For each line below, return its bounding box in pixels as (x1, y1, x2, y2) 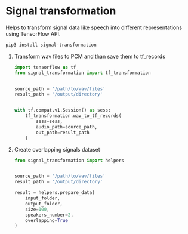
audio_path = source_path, (36, 124, 98, 130)
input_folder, (25, 195, 60, 201)
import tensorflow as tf (14, 64, 76, 70)
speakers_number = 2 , (25, 212, 74, 218)
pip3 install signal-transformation (5, 42, 97, 48)
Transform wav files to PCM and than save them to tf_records (14, 53, 165, 60)
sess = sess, (36, 118, 63, 125)
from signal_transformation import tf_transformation (14, 70, 151, 76)
